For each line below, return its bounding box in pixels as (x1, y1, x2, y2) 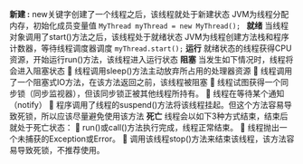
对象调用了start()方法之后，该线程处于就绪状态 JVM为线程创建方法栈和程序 (9, 32, 289, 42)
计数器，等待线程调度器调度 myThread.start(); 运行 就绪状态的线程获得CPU (9, 43, 292, 53)
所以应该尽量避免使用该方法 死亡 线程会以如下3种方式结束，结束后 (40, 111, 289, 121)
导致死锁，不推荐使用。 (16, 145, 105, 155)
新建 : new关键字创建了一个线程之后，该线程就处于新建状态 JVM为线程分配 (9, 9, 289, 19)
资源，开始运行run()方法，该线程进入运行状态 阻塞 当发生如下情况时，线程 (9, 54, 286, 64)
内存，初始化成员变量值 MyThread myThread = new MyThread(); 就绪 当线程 (9, 20, 289, 31)
